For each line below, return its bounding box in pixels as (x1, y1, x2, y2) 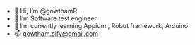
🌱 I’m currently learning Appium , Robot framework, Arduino (13, 22, 189, 30)
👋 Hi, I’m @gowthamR (13, 7, 78, 15)
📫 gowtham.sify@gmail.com (13, 30, 99, 38)
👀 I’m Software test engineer (13, 14, 97, 22)
